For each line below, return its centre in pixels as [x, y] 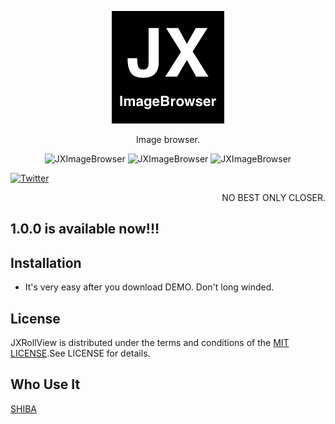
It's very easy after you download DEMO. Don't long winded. [149, 287]
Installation [46, 262]
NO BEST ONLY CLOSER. [273, 197]
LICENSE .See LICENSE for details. [80, 353]
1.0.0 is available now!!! [85, 229]
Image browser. [168, 139]
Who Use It [45, 384]
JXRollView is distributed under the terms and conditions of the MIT [150, 343]
